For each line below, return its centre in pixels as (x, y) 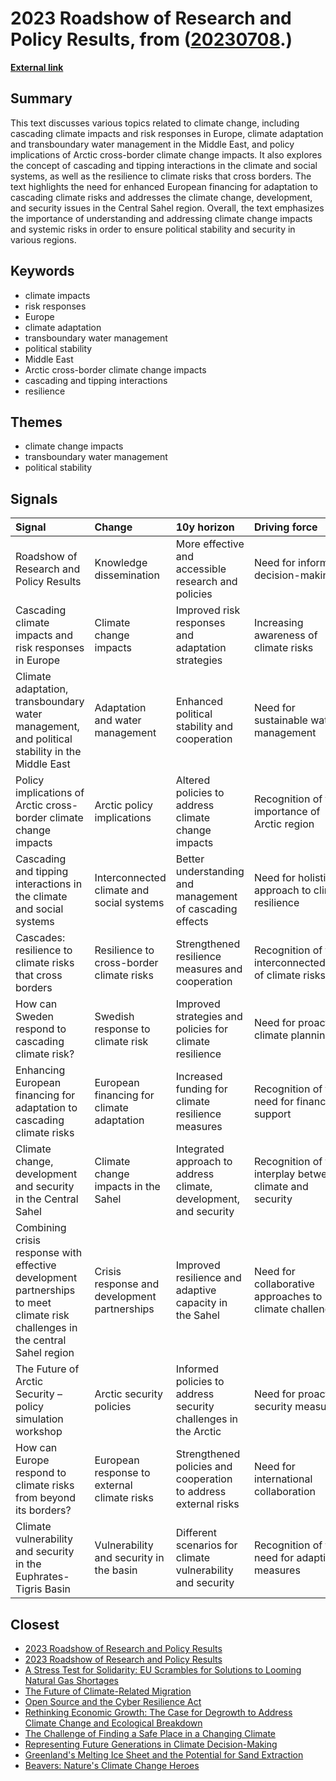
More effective (210, 544)
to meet (33, 1303)
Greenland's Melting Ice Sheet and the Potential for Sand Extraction (164, 1755)
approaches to (288, 1297)
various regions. (43, 239)
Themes (36, 422)
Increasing (278, 623)
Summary (41, 98)
